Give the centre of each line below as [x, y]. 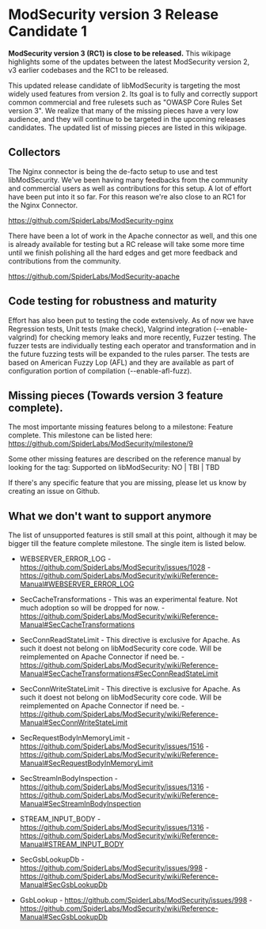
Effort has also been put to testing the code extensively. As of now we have [131, 320]
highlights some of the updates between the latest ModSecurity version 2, [129, 62]
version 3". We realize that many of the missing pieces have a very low [123, 110]
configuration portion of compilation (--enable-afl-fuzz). [100, 370]
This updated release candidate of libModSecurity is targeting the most [124, 85]
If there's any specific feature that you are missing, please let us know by [127, 483]
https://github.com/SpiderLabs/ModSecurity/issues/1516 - [114, 746]
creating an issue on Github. [54, 491]
